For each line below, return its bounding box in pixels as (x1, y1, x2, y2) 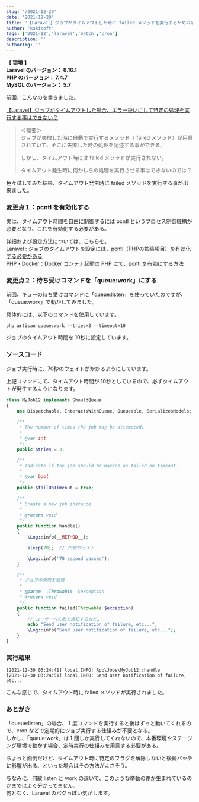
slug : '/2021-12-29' (6, 8, 57, 15)
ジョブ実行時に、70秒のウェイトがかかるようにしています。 (6, 365, 152, 372)
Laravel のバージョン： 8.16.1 (6, 66, 77, 73)
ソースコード (6, 350, 43, 358)
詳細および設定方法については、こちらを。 (6, 238, 110, 245)
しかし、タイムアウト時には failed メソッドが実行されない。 (20, 154, 167, 161)
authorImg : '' (6, 42, 41, 48)
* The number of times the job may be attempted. (19, 424, 145, 430)
